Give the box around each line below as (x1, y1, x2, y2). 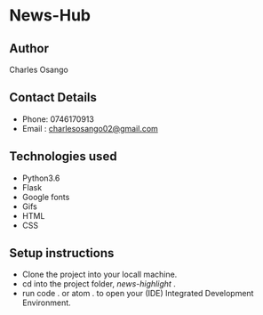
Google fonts (21, 191, 70, 202)
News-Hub (9, 5, 92, 26)
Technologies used (9, 149, 117, 165)
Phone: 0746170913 (21, 113, 95, 125)
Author (9, 41, 49, 56)
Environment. (21, 297, 71, 308)
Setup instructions (9, 246, 115, 261)
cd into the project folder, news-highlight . (21, 279, 176, 289)
